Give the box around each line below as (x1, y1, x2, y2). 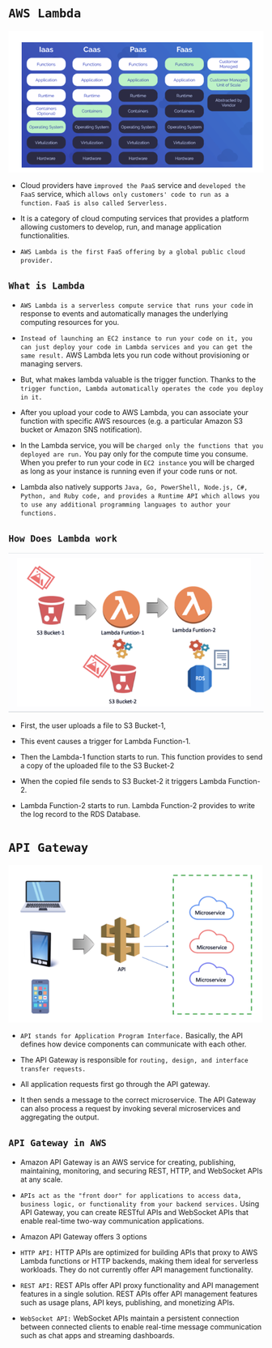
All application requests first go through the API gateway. (19, 1079, 210, 1089)
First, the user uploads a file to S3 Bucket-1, (19, 721, 166, 730)
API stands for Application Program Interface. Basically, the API (19, 1030, 244, 1040)
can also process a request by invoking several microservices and (19, 1103, 241, 1113)
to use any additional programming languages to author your (19, 500, 232, 509)
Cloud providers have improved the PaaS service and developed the (19, 180, 246, 190)
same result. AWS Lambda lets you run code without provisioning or (19, 350, 249, 360)
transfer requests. (19, 1065, 87, 1073)
